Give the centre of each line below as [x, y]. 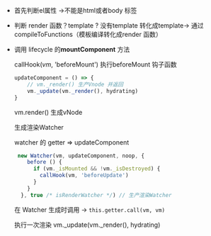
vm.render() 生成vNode [48, 112]
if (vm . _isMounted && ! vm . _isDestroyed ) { [97, 169]
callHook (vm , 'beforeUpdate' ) [84, 176]
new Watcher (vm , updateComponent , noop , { [81, 156]
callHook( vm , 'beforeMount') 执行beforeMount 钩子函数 [95, 64]
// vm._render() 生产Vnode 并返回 [75, 84]
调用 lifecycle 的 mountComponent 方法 [72, 49]
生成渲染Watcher [39, 127]
